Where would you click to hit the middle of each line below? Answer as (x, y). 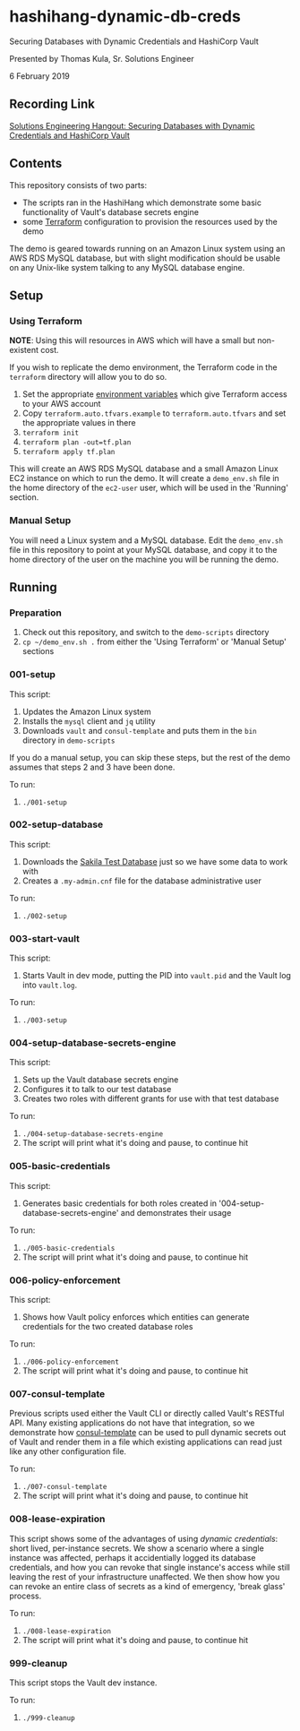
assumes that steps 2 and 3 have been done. (92, 767)
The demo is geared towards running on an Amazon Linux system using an (147, 248)
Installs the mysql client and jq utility (89, 721)
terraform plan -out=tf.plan (77, 443)
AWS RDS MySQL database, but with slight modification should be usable (145, 258)
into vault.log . (50, 985)
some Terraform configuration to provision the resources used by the (150, 221)
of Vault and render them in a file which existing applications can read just (146, 1442)
